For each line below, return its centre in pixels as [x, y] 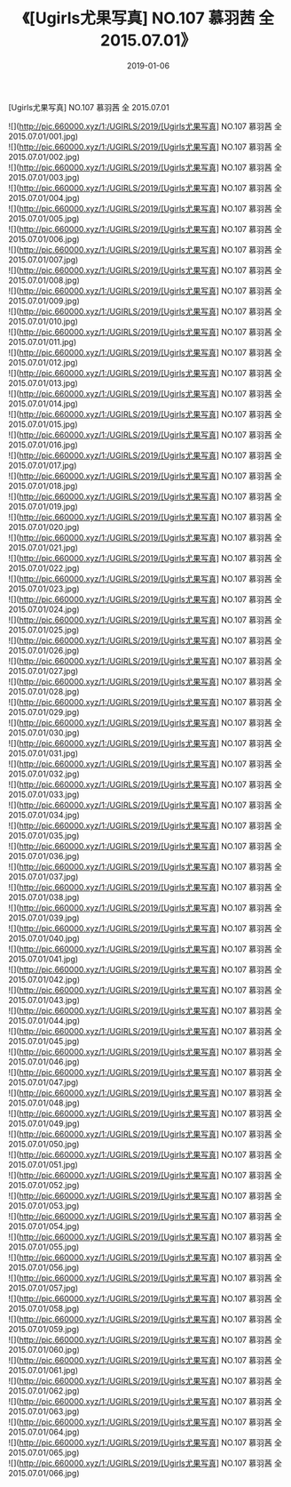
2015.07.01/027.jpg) [43, 671]
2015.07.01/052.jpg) [44, 1185]
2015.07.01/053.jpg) [44, 1205]
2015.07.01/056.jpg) [44, 1267]
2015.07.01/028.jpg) [44, 691]
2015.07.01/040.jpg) [44, 938]
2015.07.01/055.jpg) [44, 1247]
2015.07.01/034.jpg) [44, 815]
